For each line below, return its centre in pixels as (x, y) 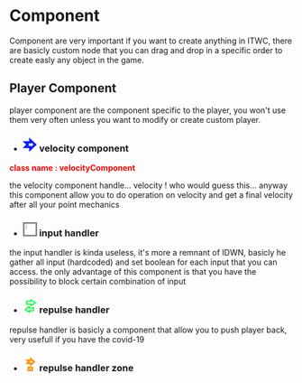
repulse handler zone (87, 368)
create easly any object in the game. (77, 60)
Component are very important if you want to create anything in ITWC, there (151, 41)
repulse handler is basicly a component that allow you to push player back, (148, 330)
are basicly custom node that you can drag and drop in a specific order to (146, 50)
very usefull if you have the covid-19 (77, 339)
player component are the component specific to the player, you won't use (148, 110)
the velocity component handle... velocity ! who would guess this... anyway (149, 185)
